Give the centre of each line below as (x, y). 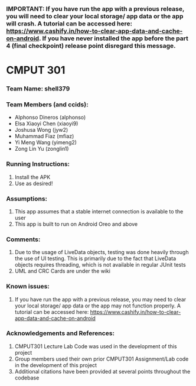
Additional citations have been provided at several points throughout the (102, 371)
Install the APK (32, 177)
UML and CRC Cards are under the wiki (63, 271)
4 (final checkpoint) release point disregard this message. (91, 46)
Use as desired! (34, 183)
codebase (27, 378)
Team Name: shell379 (38, 89)
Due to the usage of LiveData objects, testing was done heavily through (102, 252)
